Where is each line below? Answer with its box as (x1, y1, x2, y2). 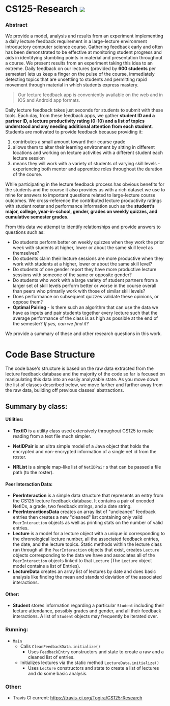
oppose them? (12, 299, 43, 305)
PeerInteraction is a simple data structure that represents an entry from (12, 492, 164, 499)
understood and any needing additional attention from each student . (5, 123, 153, 129)
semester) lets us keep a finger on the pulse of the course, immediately (5, 71, 155, 77)
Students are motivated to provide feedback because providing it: (5, 129, 143, 135)
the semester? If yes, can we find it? (12, 321, 89, 327)
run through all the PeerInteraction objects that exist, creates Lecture (12, 547, 159, 553)
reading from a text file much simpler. (12, 433, 92, 439)
